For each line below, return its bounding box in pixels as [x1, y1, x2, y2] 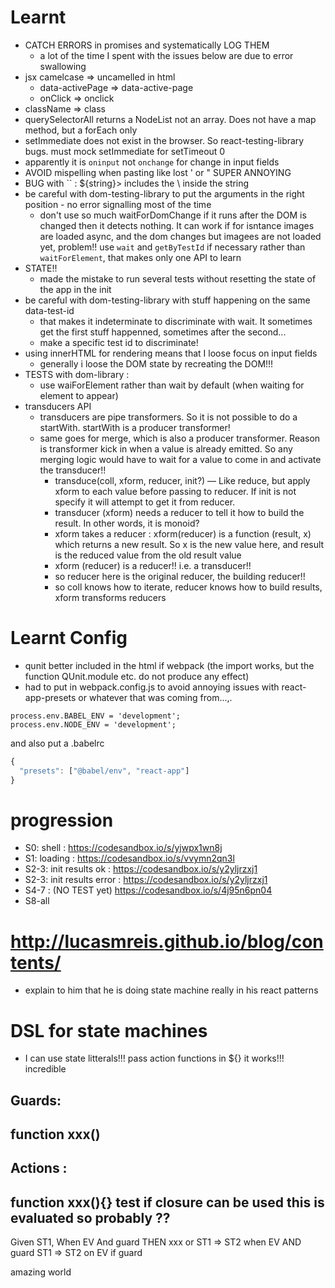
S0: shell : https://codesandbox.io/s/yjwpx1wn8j [24, 842, 223, 854]
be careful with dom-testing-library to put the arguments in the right [24, 187, 305, 200]
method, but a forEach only [24, 124, 138, 136]
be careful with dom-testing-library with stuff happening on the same [24, 294, 311, 306]
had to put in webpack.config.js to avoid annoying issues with [24, 681, 280, 693]
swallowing [39, 60, 87, 72]
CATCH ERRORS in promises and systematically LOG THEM [24, 39, 270, 51]
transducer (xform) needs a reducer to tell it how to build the [54, 506, 305, 518]
